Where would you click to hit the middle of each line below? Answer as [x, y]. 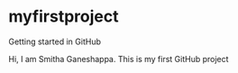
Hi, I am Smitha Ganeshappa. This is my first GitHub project [119, 59]
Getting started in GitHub [55, 41]
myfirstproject [64, 17]
